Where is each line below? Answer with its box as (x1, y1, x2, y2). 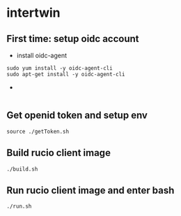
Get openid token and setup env (6, 110, 148, 122)
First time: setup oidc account (6, 33, 140, 45)
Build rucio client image (6, 147, 111, 159)
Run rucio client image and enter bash (6, 185, 175, 196)
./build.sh (6, 166, 38, 173)
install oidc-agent (16, 51, 68, 59)
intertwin (6, 5, 61, 21)
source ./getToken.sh (6, 128, 70, 135)
